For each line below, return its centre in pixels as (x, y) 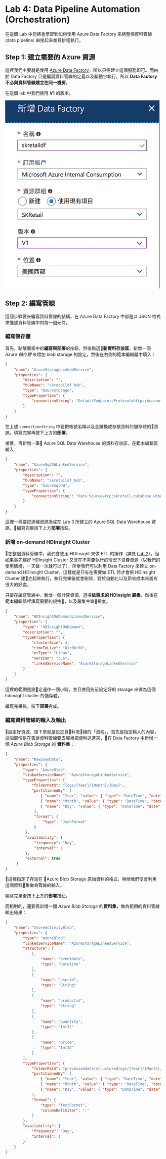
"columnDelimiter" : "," (65, 1110)
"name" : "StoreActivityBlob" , (45, 927)
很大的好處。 (18, 584)
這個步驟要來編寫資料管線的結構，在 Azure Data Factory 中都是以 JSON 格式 (83, 316)
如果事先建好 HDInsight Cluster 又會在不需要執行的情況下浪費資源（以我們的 (83, 560)
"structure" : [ (39, 949)
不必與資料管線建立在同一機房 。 (38, 82)
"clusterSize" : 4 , (50, 643)
